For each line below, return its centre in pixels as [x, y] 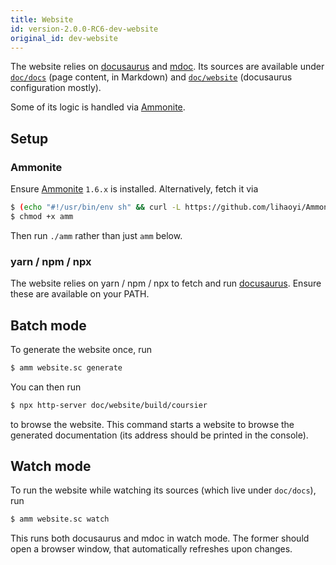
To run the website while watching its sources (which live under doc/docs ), [163, 490]
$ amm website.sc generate [66, 367]
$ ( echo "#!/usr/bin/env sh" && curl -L [96, 207]
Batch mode [48, 325]
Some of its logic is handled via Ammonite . [98, 107]
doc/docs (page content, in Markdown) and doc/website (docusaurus [151, 77]
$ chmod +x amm [42, 216]
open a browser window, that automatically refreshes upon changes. [151, 549]
